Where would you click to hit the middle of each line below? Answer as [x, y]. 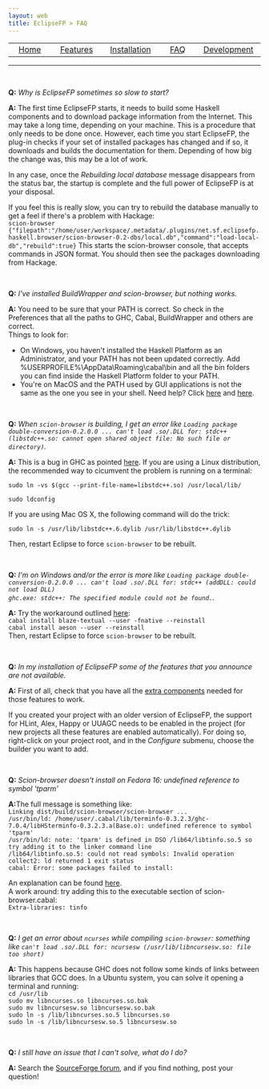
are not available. [37, 675]
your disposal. [32, 191]
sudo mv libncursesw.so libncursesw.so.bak [82, 1008]
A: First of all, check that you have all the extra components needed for [126, 690]
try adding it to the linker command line [80, 847]
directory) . [27, 446]
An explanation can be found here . [65, 883]
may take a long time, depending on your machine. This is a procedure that [132, 124]
